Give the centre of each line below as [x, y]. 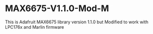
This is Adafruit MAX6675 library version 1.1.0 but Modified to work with [77, 22]
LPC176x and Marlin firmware [35, 27]
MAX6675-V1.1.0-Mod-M [57, 8]
